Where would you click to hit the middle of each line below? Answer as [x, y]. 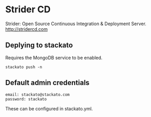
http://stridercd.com [26, 29]
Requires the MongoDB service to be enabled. [54, 57]
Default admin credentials [47, 83]
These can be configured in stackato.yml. [49, 108]
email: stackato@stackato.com [38, 94]
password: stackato [26, 99]
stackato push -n [24, 67]
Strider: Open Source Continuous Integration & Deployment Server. [76, 24]
